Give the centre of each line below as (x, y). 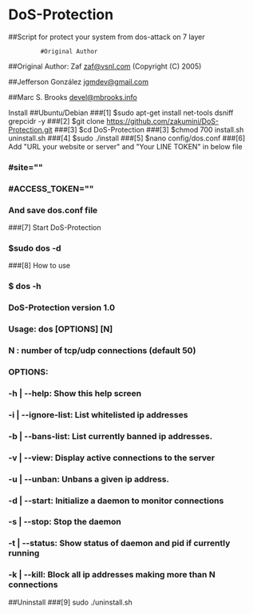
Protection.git (31, 129)
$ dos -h (25, 287)
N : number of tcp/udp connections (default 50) (102, 351)
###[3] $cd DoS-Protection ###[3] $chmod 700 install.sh (149, 129)
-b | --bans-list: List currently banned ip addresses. (111, 436)
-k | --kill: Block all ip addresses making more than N (112, 575)
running (24, 553)
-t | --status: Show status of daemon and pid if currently (119, 543)
